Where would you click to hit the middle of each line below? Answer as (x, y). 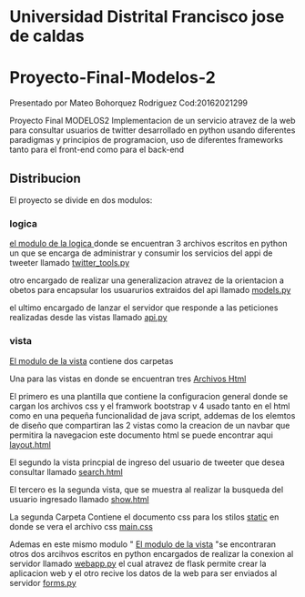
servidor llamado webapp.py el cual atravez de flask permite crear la (138, 563)
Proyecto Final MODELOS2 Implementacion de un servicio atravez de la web (152, 121)
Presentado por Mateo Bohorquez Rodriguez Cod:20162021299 (129, 103)
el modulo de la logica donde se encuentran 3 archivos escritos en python (148, 244)
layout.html (30, 444)
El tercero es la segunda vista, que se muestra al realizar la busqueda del (147, 490)
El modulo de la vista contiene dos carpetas (91, 360)
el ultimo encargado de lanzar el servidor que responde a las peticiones (144, 308)
